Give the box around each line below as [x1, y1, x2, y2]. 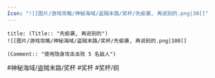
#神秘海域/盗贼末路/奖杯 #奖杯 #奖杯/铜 [7, 63, 119, 72]
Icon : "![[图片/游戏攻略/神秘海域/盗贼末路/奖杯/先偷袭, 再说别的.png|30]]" [7, 10, 209, 17]
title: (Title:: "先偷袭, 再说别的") [7, 30, 108, 37]
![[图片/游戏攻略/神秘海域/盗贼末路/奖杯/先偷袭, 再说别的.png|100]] [7, 37, 187, 44]
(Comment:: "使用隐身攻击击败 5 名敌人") [7, 51, 116, 57]
